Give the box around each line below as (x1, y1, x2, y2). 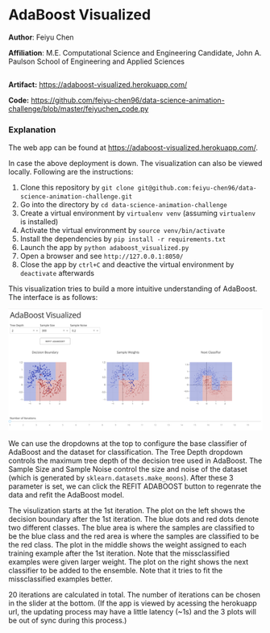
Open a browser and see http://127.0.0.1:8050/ (19, 251, 184, 260)
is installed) (19, 216, 59, 227)
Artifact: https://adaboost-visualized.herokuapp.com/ (8, 80, 188, 90)
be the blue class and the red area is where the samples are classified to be (8, 531, 260, 541)
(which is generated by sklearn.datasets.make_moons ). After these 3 (8, 473, 234, 483)
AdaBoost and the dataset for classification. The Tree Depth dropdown (8, 448, 243, 457)
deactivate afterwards (19, 268, 95, 277)
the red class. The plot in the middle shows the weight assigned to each (8, 540, 247, 550)
